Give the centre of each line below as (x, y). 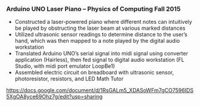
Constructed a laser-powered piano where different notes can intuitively (103, 22)
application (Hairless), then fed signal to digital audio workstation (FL (99, 60)
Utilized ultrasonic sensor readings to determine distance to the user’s (101, 35)
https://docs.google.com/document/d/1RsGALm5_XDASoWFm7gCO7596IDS (100, 91)
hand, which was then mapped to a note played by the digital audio (97, 41)
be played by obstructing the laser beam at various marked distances (100, 28)
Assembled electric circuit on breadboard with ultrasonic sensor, (94, 73)
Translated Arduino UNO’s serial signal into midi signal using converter (101, 54)
